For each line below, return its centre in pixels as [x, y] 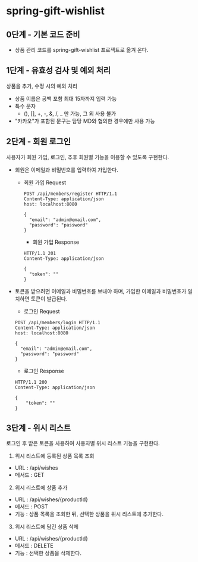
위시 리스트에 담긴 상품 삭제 [47, 527]
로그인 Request [42, 311]
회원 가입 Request [45, 182]
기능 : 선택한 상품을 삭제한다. [48, 553]
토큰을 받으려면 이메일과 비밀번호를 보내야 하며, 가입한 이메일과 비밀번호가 [100, 291]
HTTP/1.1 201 [40, 253]
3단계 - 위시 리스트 [39, 428]
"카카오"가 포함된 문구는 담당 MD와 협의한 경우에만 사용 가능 [85, 121]
